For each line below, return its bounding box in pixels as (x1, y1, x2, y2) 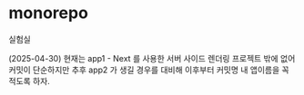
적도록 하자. (8, 75, 51, 86)
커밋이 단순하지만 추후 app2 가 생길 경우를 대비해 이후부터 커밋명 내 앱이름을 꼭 (8, 64, 289, 75)
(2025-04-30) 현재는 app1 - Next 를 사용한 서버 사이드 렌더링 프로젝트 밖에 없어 (8, 52, 296, 63)
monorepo (8, 3, 88, 24)
